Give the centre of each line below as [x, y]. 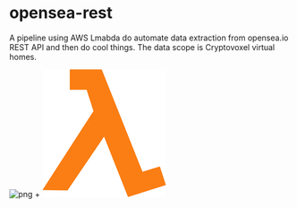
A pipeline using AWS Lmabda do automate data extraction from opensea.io [149, 38]
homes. [23, 56]
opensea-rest [61, 13]
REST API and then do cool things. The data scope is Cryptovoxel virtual [142, 47]
